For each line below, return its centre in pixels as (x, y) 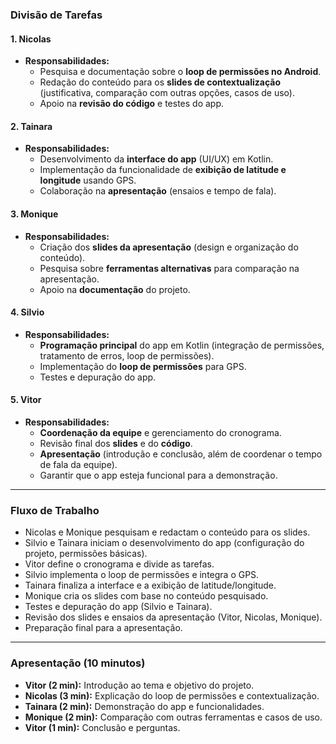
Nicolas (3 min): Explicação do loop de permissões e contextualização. (172, 695)
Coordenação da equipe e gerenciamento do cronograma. (160, 432)
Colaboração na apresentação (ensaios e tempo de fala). (158, 191)
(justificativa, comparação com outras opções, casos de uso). (167, 93)
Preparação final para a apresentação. (103, 628)
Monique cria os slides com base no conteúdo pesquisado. (146, 596)
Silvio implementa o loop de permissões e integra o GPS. (142, 575)
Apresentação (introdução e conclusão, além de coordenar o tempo (181, 454)
